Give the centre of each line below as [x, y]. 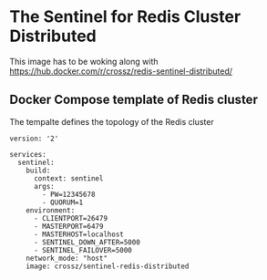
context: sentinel [68, 178]
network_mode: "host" [67, 258]
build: [38, 171]
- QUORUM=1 [63, 202]
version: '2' [34, 139]
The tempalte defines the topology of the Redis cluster [112, 121]
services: [28, 154]
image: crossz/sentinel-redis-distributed [108, 266]
